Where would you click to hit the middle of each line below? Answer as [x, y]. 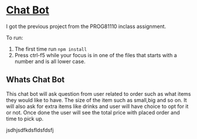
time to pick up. [25, 119]
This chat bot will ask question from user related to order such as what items [98, 93]
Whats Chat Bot [35, 80]
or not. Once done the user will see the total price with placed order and [93, 112]
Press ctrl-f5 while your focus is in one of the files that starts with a [96, 55]
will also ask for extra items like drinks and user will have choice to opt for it [97, 106]
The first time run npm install [50, 49]
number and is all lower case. [50, 61]
